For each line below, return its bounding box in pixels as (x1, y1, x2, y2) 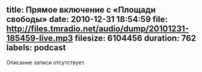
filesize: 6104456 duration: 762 (75, 33, 197, 44)
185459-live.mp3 (6, 33, 73, 44)
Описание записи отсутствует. (6, 59, 86, 66)
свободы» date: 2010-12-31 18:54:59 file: (6, 15, 168, 25)
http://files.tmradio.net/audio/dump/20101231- (6, 24, 189, 34)
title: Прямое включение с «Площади (6, 5, 156, 15)
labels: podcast (6, 42, 66, 53)
